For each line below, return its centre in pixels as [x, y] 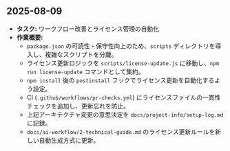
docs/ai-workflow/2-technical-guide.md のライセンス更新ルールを [121, 131]
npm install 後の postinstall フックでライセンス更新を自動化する [121, 80]
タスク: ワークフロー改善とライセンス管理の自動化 [88, 28]
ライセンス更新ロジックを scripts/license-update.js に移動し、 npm [123, 63]
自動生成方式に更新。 [69, 140]
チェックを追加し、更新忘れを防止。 [78, 106]
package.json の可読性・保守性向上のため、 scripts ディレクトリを [121, 46]
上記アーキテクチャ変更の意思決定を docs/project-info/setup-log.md [125, 114]
